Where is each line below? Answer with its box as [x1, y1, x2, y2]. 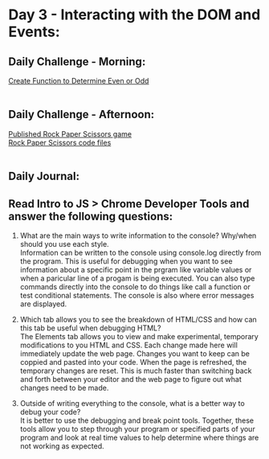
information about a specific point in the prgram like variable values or [19, 265, 252, 275]
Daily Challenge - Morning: [8, 55, 146, 68]
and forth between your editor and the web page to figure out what [19, 375, 243, 384]
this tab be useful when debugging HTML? [19, 323, 161, 333]
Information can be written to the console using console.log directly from [19, 248, 262, 258]
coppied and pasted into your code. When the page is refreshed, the [19, 358, 247, 367]
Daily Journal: [8, 170, 80, 183]
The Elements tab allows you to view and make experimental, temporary [19, 332, 259, 342]
